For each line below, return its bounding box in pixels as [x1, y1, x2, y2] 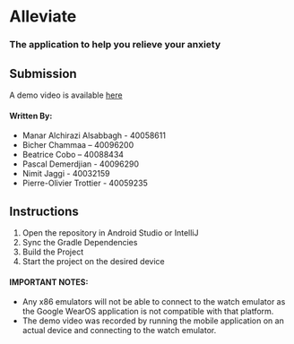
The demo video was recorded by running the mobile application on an [22, 315, 284, 326]
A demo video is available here [9, 90, 123, 100]
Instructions [9, 203, 79, 219]
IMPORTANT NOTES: [9, 276, 89, 288]
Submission [9, 65, 78, 82]
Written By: [9, 110, 53, 121]
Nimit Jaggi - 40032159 [22, 168, 110, 179]
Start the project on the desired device [22, 255, 165, 266]
